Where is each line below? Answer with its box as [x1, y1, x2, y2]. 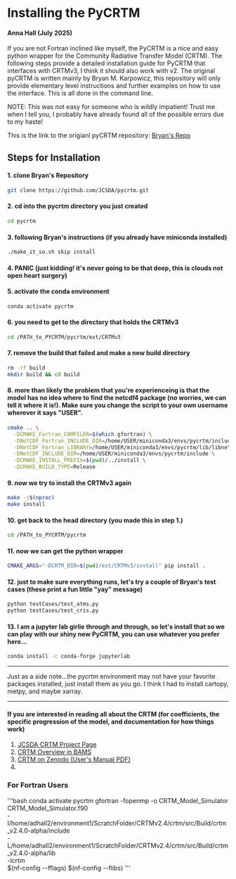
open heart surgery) [7, 271, 68, 279]
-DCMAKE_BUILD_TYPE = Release [13, 463, 96, 470]
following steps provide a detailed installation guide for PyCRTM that [7, 59, 206, 68]
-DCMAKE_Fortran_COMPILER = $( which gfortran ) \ [13, 430, 152, 437]
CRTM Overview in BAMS [17, 748, 92, 757]
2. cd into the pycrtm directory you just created [7, 202, 148, 210]
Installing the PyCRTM [7, 5, 140, 21]
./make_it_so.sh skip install [7, 248, 96, 256]
